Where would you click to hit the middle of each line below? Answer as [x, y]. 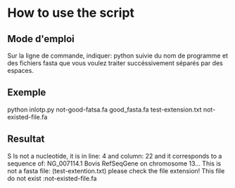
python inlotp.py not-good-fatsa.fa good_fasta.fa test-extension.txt [104, 109]
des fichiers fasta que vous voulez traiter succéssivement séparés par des [115, 63]
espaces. [20, 70]
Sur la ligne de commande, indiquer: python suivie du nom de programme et [118, 55]
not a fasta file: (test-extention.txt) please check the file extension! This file [116, 170]
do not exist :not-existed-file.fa [52, 178]
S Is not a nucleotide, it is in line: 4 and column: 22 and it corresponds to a [115, 156]
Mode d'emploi [41, 39]
